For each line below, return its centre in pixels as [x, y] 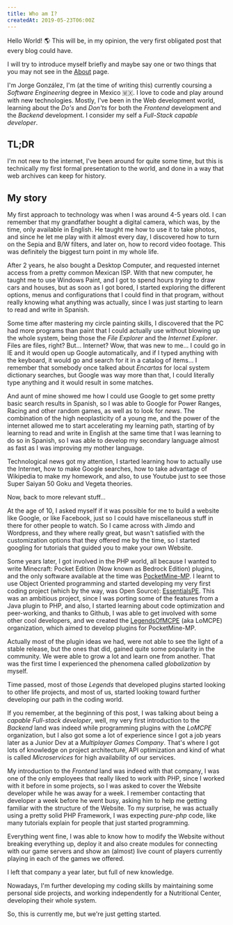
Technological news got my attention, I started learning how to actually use [115, 462]
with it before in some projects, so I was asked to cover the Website [104, 786]
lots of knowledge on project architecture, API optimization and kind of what [116, 750]
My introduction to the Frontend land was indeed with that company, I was [113, 771]
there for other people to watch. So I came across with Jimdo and [101, 526]
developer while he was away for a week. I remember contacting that [106, 793]
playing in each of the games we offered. [66, 859]
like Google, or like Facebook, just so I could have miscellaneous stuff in [110, 518]
